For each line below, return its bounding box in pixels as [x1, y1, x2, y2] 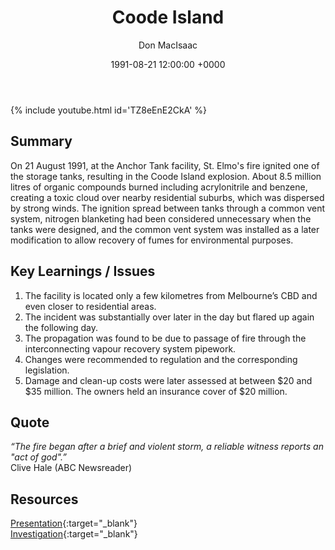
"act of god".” [10, 451, 67, 463]
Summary [10, 133, 73, 150]
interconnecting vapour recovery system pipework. [24, 342, 237, 355]
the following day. [24, 321, 99, 333]
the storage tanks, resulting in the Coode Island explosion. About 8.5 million [10, 170, 322, 182]
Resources [10, 491, 79, 508]
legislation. [24, 364, 70, 376]
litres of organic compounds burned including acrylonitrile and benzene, [10, 181, 308, 193]
